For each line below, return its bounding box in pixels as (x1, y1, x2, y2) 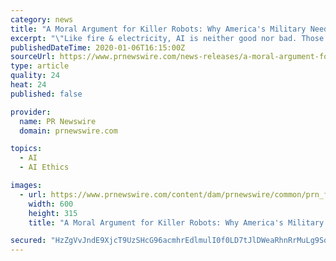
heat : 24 (10, 80, 47, 90)
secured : (10, 236, 47, 246)
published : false (10, 89, 83, 99)
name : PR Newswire (19, 116, 97, 126)
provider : (10, 107, 52, 117)
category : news (10, 14, 74, 25)
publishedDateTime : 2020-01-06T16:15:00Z (10, 42, 186, 53)
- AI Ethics (19, 162, 70, 173)
